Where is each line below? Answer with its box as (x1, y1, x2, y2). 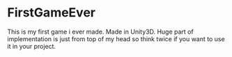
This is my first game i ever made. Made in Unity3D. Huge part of (7, 27, 194, 36)
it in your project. (7, 42, 56, 50)
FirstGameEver (7, 5, 96, 21)
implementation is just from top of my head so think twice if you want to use (7, 34, 225, 43)
